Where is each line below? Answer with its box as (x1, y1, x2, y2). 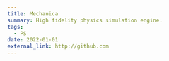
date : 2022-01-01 (7, 36, 59, 43)
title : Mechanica (7, 10, 59, 18)
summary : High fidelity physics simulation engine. (7, 17, 163, 24)
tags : (7, 23, 23, 30)
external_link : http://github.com (7, 43, 110, 50)
